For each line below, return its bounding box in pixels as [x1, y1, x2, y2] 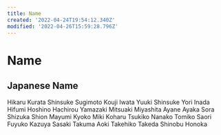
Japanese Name [7, 80, 78, 92]
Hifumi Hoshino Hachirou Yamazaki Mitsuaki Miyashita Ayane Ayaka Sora [7, 105, 215, 114]
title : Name [7, 10, 41, 17]
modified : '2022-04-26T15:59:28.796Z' [7, 23, 118, 30]
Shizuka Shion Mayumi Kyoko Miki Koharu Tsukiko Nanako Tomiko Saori [7, 113, 212, 121]
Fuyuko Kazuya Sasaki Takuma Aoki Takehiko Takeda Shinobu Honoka [7, 120, 208, 128]
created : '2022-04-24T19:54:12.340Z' [7, 17, 116, 23]
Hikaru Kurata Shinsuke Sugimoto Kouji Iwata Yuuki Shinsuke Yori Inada [7, 98, 210, 107]
